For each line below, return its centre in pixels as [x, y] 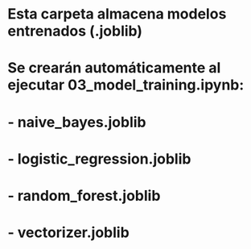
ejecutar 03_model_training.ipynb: [126, 85]
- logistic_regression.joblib [99, 159]
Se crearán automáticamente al [114, 68]
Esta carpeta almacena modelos [117, 14]
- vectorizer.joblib [68, 232]
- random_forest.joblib [84, 195]
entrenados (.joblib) [75, 31]
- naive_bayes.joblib [77, 122]
